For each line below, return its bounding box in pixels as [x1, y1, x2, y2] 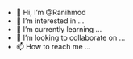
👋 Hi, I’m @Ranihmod [15, 8, 86, 17]
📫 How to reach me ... [15, 42, 91, 51]
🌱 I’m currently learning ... [15, 25, 102, 33]
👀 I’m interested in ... [15, 16, 85, 26]
